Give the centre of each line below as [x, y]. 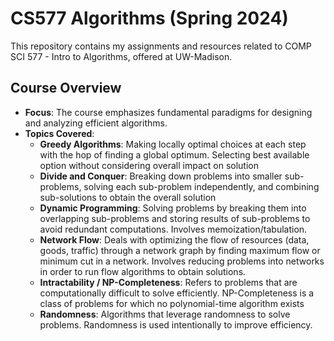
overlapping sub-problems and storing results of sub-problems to [175, 218]
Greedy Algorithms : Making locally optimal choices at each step [173, 144]
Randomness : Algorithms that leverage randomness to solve [165, 314]
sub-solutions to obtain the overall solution [128, 197]
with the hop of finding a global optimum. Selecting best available [174, 154]
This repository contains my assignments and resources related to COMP [161, 46]
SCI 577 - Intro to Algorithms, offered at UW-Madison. [121, 56]
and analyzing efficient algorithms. [96, 123]
